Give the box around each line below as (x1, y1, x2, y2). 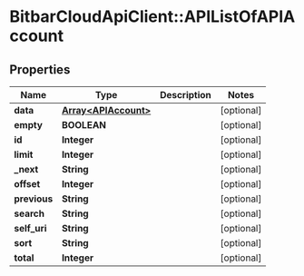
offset (14, 178, 41, 190)
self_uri (14, 222, 47, 234)
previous (14, 192, 54, 205)
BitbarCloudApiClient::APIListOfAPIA (9, 6, 296, 27)
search (14, 207, 45, 220)
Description (160, 89, 211, 101)
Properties (9, 62, 71, 77)
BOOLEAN (62, 119, 107, 131)
